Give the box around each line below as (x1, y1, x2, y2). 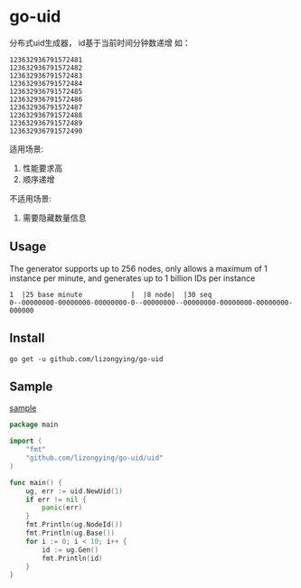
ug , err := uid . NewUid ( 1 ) (25, 486, 124, 496)
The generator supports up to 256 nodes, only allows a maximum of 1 (9, 263, 268, 274)
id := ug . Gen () (42, 545, 99, 555)
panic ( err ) (42, 503, 83, 512)
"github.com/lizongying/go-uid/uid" (25, 453, 165, 462)
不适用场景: (9, 192, 52, 204)
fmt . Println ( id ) (42, 554, 103, 563)
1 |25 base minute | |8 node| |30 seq (9, 290, 212, 299)
